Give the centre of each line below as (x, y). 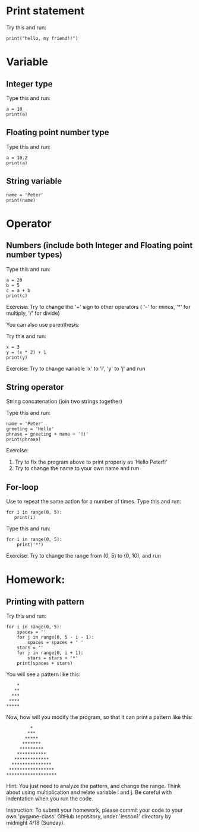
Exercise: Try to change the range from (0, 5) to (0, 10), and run (84, 556)
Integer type (29, 84)
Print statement (45, 11)
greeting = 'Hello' (30, 429)
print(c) (17, 296)
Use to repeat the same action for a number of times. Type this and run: (94, 502)
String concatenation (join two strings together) (64, 401)
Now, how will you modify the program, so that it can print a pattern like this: (99, 717)
